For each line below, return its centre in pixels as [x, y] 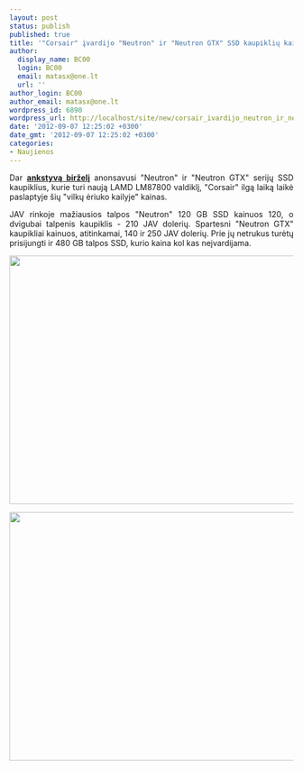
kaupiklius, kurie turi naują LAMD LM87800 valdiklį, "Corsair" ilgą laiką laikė [151, 187]
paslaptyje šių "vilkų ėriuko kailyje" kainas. [88, 197]
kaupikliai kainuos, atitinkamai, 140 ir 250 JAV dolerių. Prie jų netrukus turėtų [151, 233]
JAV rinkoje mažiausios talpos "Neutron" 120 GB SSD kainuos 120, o [151, 214]
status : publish [40, 26]
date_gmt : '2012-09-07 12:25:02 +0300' [84, 135]
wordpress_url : [38, 118]
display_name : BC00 [54, 60]
